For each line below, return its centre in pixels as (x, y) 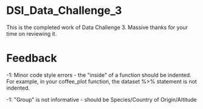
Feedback (32, 58)
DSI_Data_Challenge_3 (64, 11)
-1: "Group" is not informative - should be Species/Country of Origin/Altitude (101, 99)
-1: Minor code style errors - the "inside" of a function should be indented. (99, 75)
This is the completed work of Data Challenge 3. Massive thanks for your (97, 27)
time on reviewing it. (32, 33)
